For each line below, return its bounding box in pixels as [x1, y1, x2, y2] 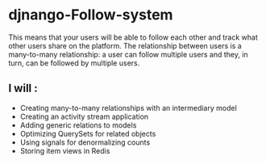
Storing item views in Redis [19, 145, 110, 155]
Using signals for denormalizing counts [19, 137, 151, 147]
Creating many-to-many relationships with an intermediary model [19, 103, 238, 112]
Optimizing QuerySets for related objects [19, 128, 156, 138]
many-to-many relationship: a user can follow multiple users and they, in [8, 49, 248, 59]
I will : [8, 82, 38, 95]
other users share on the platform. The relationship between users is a [8, 40, 242, 50]
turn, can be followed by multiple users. [8, 58, 140, 68]
